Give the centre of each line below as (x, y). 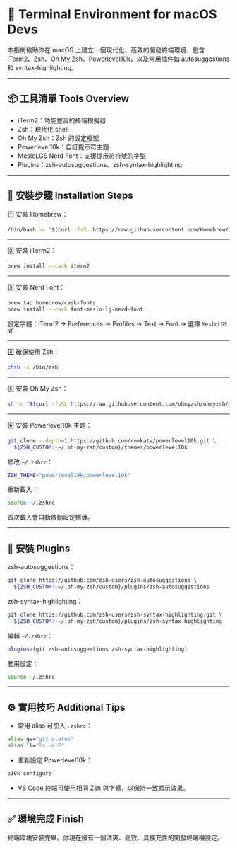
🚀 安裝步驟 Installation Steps (71, 196)
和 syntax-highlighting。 (42, 67)
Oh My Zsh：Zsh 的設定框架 (59, 138)
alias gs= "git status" (41, 739)
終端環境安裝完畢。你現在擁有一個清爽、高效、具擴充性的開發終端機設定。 (115, 837)
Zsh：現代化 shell (43, 129)
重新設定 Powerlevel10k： (55, 760)
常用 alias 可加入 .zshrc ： (55, 726)
